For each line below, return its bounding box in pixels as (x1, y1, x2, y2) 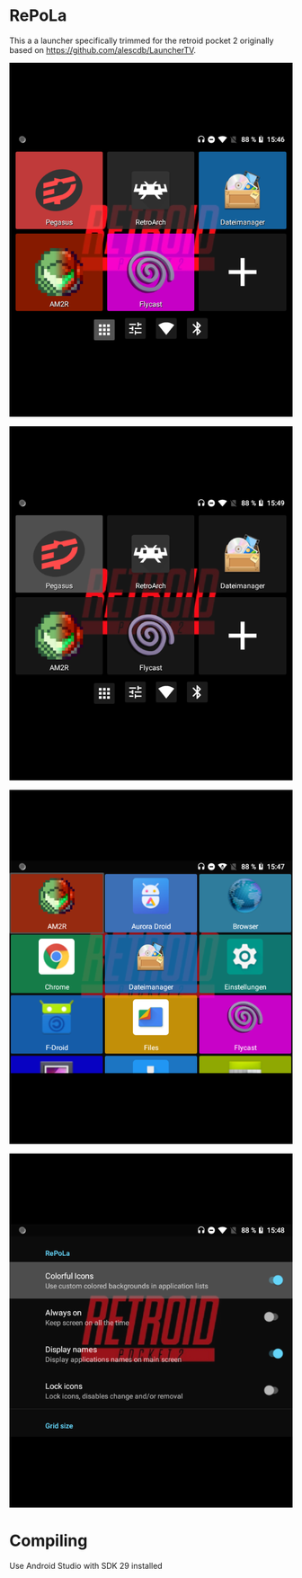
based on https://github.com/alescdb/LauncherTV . (9, 44, 196, 55)
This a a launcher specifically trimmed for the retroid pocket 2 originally (9, 35, 274, 46)
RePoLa (9, 5, 67, 26)
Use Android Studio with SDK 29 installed (9, 1560, 164, 1571)
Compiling (9, 1530, 88, 1551)
